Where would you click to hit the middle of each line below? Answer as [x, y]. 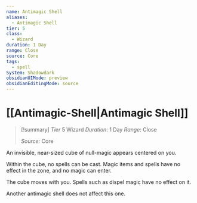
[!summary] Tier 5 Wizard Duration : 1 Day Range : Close [89, 129]
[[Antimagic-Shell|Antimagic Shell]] [97, 113]
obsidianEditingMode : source [42, 84]
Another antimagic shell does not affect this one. [66, 193]
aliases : [17, 17]
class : [14, 34]
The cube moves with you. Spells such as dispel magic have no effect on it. [99, 182]
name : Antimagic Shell [34, 12]
